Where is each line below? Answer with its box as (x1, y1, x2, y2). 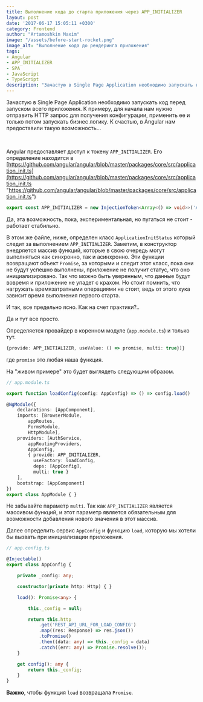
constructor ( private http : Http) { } (17, 583, 112, 589)
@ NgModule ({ (6, 401, 36, 408)
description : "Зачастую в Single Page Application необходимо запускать (6, 82, 193, 88)
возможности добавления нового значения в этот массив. (6, 515, 158, 523)
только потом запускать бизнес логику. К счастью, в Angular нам (6, 118, 176, 125)
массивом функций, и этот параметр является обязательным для (6, 509, 176, 516)
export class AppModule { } (6, 491, 77, 497)
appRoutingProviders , (28, 440, 83, 447)
